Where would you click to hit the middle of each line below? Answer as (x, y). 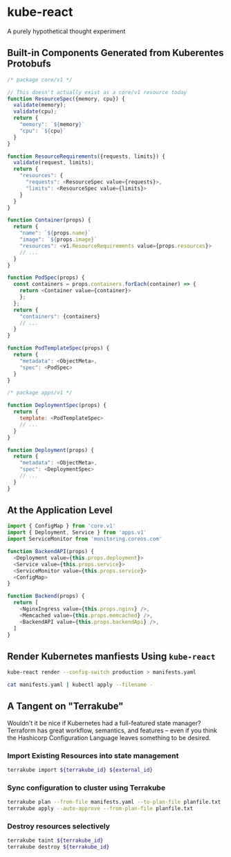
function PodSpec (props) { (46, 278)
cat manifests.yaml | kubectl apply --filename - (80, 685)
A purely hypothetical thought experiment (66, 31)
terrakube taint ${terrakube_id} (55, 841)
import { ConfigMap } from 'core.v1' (62, 526)
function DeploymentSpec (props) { (57, 406)
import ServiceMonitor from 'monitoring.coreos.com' (85, 539)
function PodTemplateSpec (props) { (58, 348)
